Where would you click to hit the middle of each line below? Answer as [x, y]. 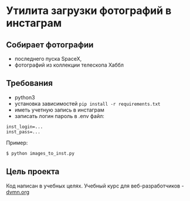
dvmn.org [18, 192]
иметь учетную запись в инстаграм [59, 110]
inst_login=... [25, 127]
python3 [25, 97]
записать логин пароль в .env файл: [59, 116]
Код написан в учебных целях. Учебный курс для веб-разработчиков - [95, 186]
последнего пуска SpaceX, [48, 59]
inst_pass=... [23, 132]
